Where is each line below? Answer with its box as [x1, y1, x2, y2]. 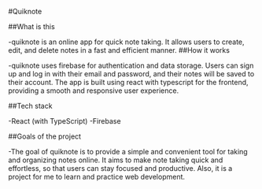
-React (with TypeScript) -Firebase [8, 117, 121, 125]
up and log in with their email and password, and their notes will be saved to [8, 69, 255, 78]
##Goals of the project [8, 132, 81, 141]
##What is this [8, 22, 55, 31]
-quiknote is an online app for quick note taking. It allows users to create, [8, 37, 245, 46]
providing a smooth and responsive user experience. [8, 86, 179, 95]
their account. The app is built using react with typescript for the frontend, [8, 78, 249, 87]
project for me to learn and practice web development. [8, 172, 186, 181]
